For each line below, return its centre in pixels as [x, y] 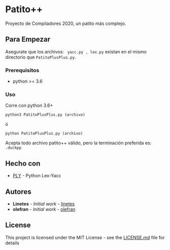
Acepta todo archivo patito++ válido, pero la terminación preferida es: [78, 143]
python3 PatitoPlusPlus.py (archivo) [45, 115]
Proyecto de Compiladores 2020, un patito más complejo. [66, 23]
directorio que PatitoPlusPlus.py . [41, 57]
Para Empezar [28, 39]
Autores [18, 192]
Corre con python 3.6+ [29, 106]
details [12, 243]
